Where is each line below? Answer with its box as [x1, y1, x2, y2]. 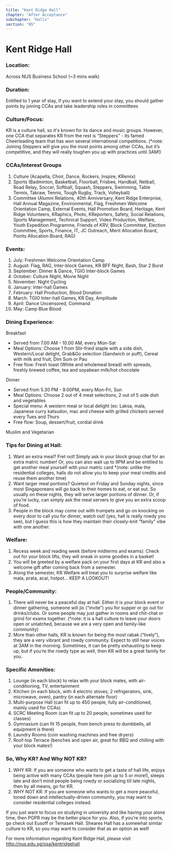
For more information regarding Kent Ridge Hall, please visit [6, 835, 131, 841]
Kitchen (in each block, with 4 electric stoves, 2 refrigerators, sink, [13, 689, 153, 695]
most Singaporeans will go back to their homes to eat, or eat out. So [13, 486, 156, 492]
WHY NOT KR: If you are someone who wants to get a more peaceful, [13, 788, 159, 794]
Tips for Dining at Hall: [6, 442, 63, 449]
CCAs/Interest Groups [6, 161, 62, 169]
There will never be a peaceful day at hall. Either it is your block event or [13, 599, 165, 606]
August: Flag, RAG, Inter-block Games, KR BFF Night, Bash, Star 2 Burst [13, 262, 163, 268]
